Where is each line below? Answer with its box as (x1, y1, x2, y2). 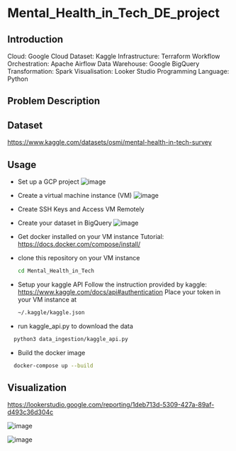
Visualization (7, 382, 67, 394)
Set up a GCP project (17, 177, 79, 186)
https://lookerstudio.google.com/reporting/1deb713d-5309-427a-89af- (7, 401, 215, 409)
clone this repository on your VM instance (17, 254, 140, 262)
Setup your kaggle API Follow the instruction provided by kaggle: (17, 280, 208, 289)
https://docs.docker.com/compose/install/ (17, 240, 140, 249)
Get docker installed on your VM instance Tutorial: (17, 233, 164, 241)
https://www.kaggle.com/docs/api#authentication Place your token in (17, 287, 221, 296)
